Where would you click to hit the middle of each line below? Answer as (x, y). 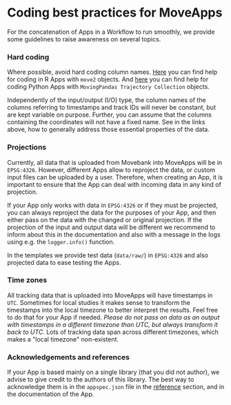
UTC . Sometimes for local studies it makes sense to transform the (99, 302)
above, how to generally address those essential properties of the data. (109, 130)
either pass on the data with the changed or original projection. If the (105, 219)
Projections (27, 148)
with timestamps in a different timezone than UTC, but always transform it (113, 324)
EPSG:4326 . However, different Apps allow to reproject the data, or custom (111, 170)
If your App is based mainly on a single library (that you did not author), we (113, 372)
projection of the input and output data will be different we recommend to (111, 227)
